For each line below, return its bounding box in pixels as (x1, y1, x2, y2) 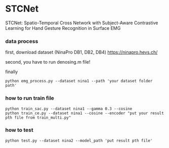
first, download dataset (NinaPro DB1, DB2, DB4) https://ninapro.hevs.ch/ (5, 49, 158, 56)
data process (5, 37, 38, 44)
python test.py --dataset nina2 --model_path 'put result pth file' (5, 138, 153, 143)
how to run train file (5, 94, 55, 102)
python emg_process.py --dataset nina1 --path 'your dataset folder (5, 79, 153, 84)
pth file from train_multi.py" (5, 115, 71, 120)
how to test (5, 127, 34, 134)
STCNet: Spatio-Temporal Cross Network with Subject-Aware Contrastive (5, 20, 158, 26)
